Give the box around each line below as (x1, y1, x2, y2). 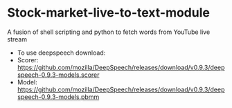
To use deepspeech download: (17, 48, 106, 57)
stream (7, 35, 28, 43)
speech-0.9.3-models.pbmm (17, 92, 100, 101)
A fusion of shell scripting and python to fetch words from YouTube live (7, 28, 211, 36)
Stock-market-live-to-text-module (7, 5, 210, 21)
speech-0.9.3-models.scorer (17, 71, 100, 79)
